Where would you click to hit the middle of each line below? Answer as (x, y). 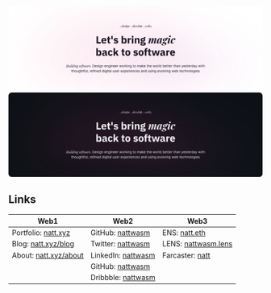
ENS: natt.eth (184, 233)
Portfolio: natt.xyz (41, 233)
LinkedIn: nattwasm (123, 255)
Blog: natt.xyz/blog (43, 244)
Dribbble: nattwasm (123, 278)
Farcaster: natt (187, 255)
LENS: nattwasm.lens (198, 244)
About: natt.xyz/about (48, 255)
